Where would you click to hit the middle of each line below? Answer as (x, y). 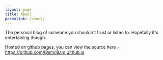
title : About (18, 14)
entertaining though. (26, 38)
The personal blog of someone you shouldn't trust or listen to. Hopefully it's (82, 33)
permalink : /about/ (25, 19)
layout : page (18, 10)
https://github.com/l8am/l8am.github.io (45, 52)
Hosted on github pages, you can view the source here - (62, 47)
